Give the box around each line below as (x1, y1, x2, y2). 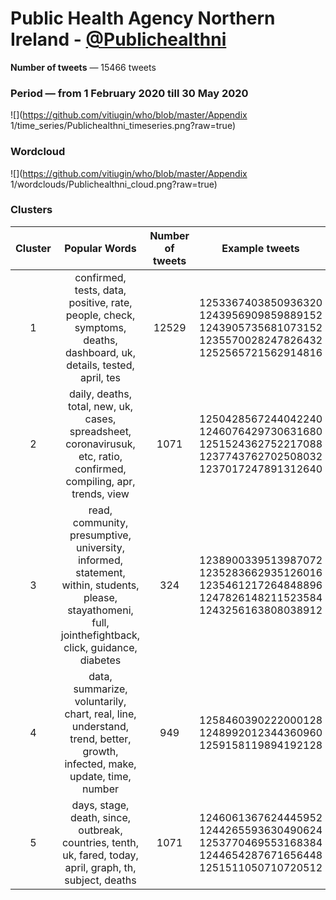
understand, (71, 719, 130, 733)
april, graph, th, (64, 860, 137, 874)
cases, (84, 412, 117, 426)
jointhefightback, (60, 628, 141, 642)
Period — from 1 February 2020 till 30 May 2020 (10, 86, 249, 100)
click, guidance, (63, 640, 138, 654)
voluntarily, (74, 694, 127, 708)
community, (72, 515, 129, 529)
